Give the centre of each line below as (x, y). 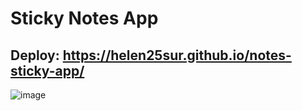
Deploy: (35, 55)
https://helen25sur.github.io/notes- (177, 55)
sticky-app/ (47, 70)
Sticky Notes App (84, 18)
